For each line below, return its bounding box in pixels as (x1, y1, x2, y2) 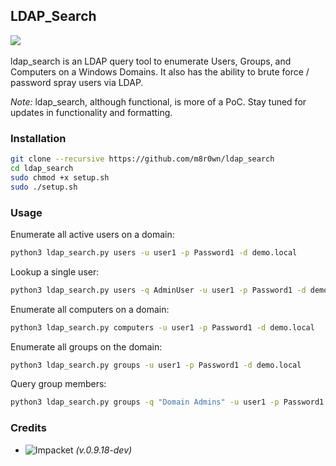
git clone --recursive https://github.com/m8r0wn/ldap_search (10, 154, 275, 164)
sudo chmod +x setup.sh (10, 172, 110, 183)
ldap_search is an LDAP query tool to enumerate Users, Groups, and (10, 55, 292, 67)
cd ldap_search (10, 163, 74, 173)
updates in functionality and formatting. (10, 106, 173, 118)
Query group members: (10, 378, 107, 390)
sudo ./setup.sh (10, 182, 78, 192)
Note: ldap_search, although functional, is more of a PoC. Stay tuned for (10, 95, 307, 108)
